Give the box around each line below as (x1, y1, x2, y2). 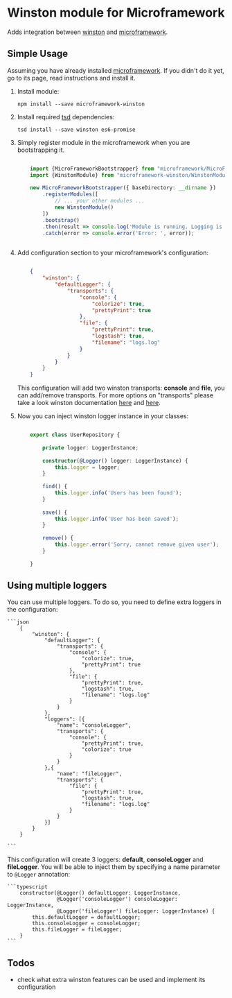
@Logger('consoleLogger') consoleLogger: (56, 896, 178, 903)
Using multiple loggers (7, 579, 107, 591)
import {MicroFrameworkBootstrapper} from (30, 165, 154, 172)
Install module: (17, 87, 60, 95)
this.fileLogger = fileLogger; (32, 926, 123, 934)
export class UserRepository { (30, 431, 121, 438)
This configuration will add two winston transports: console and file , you (17, 384, 225, 393)
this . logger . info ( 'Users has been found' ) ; (54, 490, 182, 497)
